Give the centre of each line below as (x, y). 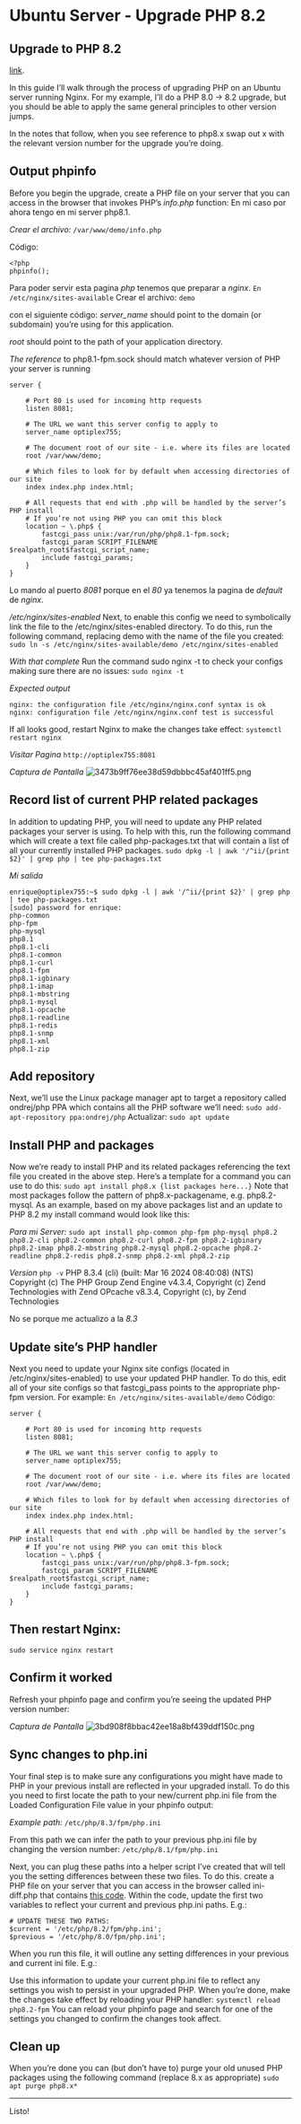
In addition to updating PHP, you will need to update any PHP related (136, 821)
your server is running (50, 368)
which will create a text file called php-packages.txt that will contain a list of (149, 841)
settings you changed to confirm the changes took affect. (116, 2018)
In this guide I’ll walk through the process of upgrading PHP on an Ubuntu (145, 87)
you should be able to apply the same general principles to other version (143, 107)
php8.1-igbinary (39, 978)
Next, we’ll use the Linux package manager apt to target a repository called (148, 1098)
